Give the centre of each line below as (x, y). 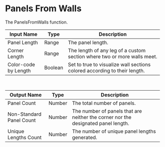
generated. (84, 137)
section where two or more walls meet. (113, 56)
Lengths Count (25, 137)
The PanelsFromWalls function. (36, 22)
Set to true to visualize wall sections (109, 64)
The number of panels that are (107, 111)
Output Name (26, 95)
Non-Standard (25, 114)
